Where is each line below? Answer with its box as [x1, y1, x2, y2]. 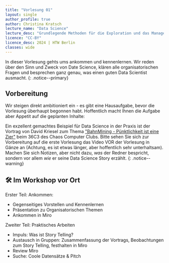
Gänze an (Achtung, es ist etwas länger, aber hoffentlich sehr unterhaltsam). [5, 145, 163, 151]
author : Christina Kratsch [5, 21, 62, 27]
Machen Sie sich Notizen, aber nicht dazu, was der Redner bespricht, [5, 150, 149, 156]
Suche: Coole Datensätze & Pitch [12, 253, 81, 259]
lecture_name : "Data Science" [5, 26, 69, 31]
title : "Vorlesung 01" [5, 7, 53, 13]
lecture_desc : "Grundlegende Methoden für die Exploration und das [5, 31, 150, 36]
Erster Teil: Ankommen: [5, 192, 54, 198]
